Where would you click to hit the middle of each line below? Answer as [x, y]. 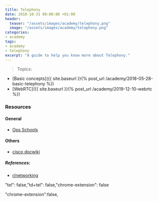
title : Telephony [23, 10]
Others [12, 141]
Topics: [24, 69]
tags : [11, 42]
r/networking [25, 175]
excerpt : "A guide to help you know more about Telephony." [68, 55]
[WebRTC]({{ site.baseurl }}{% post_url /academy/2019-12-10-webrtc [82, 89]
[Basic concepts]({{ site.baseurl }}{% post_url [58, 78]
